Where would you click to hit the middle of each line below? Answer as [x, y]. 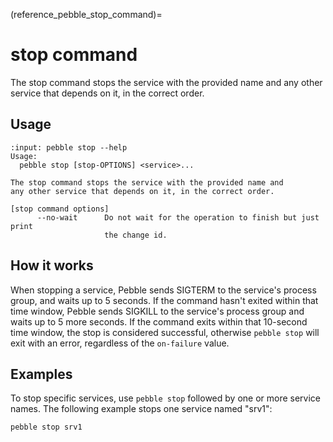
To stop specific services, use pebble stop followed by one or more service [166, 398]
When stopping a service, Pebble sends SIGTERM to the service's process [163, 290]
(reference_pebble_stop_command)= [86, 14]
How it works [52, 265]
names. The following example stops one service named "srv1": [141, 409]
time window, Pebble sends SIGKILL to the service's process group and [157, 311]
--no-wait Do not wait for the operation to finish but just [178, 217]
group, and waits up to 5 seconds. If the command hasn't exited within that [164, 300]
